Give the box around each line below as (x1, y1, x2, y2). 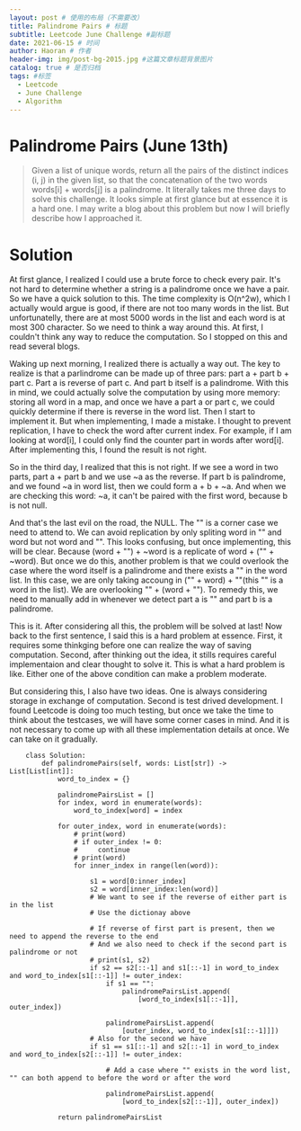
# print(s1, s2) (89, 956, 151, 965)
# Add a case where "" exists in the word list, (105, 1066, 292, 1075)
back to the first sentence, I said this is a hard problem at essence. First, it (9, 630, 283, 641)
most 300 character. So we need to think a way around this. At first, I (9, 322, 263, 333)
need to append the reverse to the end (9, 932, 159, 941)
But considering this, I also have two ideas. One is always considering (9, 686, 268, 697)
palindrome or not (9, 948, 78, 957)
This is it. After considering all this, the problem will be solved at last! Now (9, 621, 283, 632)
